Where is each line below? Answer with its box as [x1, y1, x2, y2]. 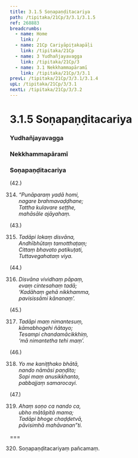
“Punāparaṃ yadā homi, [18, 191, 79, 198]
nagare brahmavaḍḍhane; [18, 198, 84, 205]
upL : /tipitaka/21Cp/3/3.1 [10, 81, 77, 87]
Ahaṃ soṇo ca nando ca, [18, 402, 81, 410]
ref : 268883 [10, 20, 39, 26]
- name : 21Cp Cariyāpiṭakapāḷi [15, 43, 93, 48]
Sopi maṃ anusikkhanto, [18, 373, 80, 380]
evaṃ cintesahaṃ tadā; [18, 282, 77, 289]
